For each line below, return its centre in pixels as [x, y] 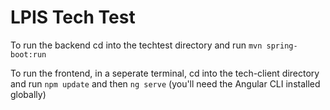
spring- [282, 46]
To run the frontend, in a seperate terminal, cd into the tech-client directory [165, 73]
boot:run [28, 54]
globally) [28, 94]
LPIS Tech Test [73, 17]
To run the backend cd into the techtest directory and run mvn [136, 45]
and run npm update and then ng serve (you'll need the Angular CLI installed [165, 83]
